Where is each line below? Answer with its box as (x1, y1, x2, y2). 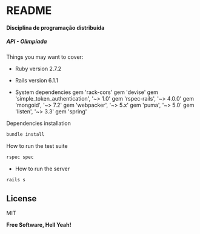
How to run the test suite (6, 142, 68, 149)
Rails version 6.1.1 (15, 76, 59, 84)
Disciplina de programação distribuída (6, 24, 105, 31)
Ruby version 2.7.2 (15, 65, 62, 72)
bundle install (6, 131, 45, 137)
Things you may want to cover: (6, 53, 84, 61)
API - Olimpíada (6, 38, 47, 45)
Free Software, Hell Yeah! (6, 221, 72, 229)
